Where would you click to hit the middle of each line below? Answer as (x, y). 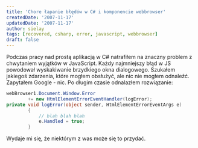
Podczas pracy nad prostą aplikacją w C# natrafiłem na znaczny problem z (99, 57)
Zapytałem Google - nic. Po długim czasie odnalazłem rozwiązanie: (90, 82)
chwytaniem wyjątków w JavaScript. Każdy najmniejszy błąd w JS (88, 63)
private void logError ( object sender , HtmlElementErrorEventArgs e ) (94, 105)
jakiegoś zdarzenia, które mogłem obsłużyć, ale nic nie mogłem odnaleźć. (98, 76)
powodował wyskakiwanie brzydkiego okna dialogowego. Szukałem (91, 69)
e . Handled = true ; (62, 122)
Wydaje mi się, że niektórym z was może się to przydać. (76, 138)
